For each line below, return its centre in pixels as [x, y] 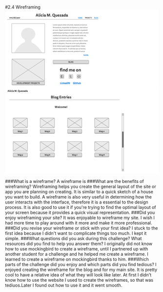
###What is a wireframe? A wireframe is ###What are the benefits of [74, 181]
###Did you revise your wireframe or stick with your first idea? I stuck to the [81, 228]
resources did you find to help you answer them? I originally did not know [79, 244]
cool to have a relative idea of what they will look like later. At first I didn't [78, 275]
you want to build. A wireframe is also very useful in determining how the [79, 197]
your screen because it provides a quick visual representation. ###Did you [80, 213]
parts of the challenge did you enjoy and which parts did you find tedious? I [81, 265]
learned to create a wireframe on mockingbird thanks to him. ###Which [77, 259]
